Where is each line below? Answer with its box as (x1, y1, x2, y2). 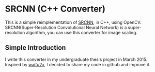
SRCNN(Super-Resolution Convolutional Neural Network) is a (5, 24, 127, 30)
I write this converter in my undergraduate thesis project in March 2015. (5, 57, 148, 62)
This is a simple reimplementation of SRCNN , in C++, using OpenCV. (5, 19, 141, 25)
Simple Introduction (5, 43, 66, 52)
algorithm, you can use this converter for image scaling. (26, 29, 138, 35)
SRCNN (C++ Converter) (5, 3, 106, 14)
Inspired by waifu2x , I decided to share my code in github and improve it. (5, 61, 151, 67)
